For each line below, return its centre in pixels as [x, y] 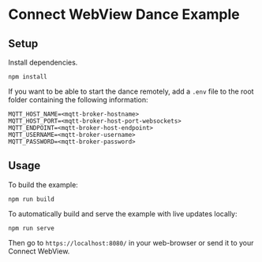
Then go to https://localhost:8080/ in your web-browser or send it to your [131, 242]
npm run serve [32, 228]
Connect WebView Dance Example [124, 15]
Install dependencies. [43, 62]
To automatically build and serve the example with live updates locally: [123, 213]
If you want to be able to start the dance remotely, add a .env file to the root [131, 91]
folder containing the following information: [78, 100]
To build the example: [43, 185]
